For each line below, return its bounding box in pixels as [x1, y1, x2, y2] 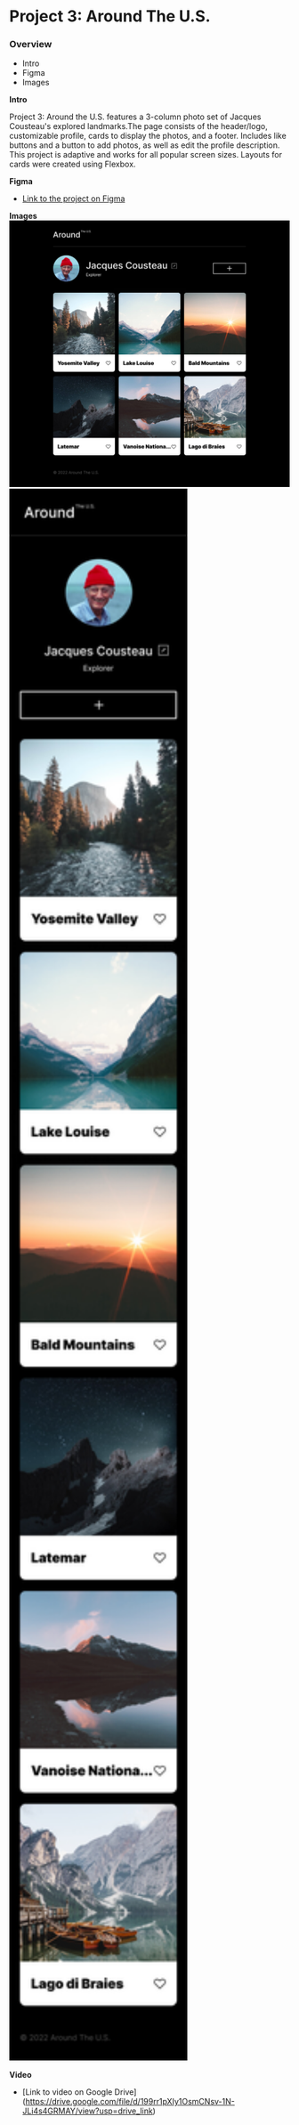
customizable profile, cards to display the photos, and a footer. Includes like [9, 131, 287, 142]
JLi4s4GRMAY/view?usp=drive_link [21, 2105, 153, 2116]
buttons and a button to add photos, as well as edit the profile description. [9, 140, 280, 150]
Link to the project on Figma [21, 193, 125, 204]
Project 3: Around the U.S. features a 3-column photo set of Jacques [9, 111, 262, 122]
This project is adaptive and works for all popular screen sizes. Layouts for [9, 150, 283, 160]
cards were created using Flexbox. [9, 158, 136, 170]
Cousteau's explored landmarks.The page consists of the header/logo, [9, 121, 269, 132]
